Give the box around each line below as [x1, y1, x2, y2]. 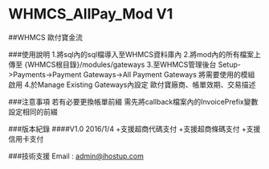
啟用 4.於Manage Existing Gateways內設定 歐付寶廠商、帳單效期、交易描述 [8, 80, 256, 89]
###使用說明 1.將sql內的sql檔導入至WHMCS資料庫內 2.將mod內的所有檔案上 [8, 49, 261, 59]
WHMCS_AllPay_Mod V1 [8, 5, 173, 23]
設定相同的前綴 [8, 106, 58, 117]
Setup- [218, 60, 241, 69]
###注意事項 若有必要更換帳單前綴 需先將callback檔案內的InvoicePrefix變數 [8, 97, 259, 106]
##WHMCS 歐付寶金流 [8, 32, 83, 42]
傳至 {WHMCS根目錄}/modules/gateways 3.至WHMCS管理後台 [8, 60, 217, 69]
